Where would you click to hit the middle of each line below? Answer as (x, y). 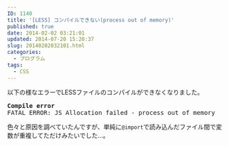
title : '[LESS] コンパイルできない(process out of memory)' (91, 20)
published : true (30, 26)
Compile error (31, 106)
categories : (24, 53)
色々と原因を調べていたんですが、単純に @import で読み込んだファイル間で (112, 127)
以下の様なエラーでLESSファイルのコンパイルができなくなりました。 (106, 92)
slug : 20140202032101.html (46, 46)
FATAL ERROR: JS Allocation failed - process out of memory (111, 112)
